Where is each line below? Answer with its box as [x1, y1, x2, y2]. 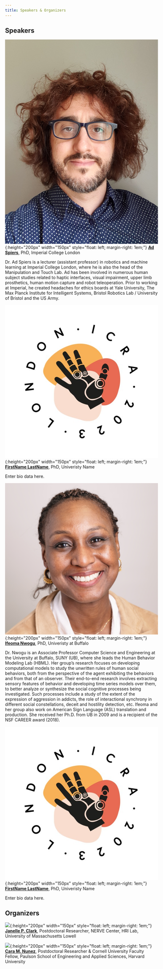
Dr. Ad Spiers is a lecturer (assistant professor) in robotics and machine [5, 259, 148, 265]
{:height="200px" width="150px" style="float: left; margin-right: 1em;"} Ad [5, 245, 154, 251]
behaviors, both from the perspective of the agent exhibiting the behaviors [5, 670, 154, 676]
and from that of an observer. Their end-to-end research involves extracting [5, 676, 157, 682]
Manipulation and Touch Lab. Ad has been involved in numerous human [5, 269, 148, 275]
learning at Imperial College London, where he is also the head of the [5, 264, 143, 270]
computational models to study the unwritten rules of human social [5, 665, 139, 671]
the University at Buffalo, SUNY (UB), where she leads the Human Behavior [5, 655, 155, 661]
